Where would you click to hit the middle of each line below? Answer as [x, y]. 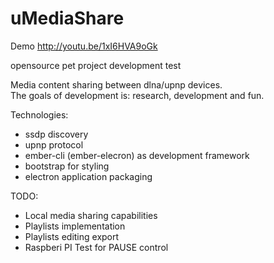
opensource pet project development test [96, 65]
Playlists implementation [75, 226]
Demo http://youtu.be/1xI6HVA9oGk [84, 46]
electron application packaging [88, 176]
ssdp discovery [56, 134]
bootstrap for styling [67, 166]
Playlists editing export [72, 236]
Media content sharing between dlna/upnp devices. [116, 84]
